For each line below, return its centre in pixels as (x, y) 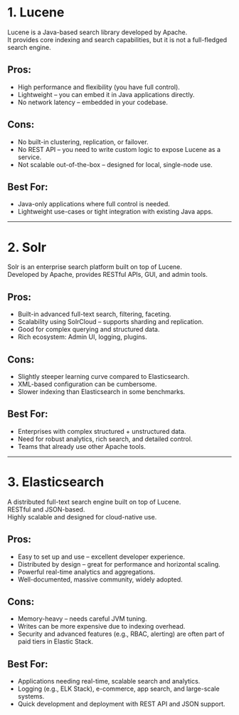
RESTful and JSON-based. (46, 509)
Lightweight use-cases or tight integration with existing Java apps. (115, 212)
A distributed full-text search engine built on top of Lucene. (94, 502)
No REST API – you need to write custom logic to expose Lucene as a (119, 149)
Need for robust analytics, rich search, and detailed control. (105, 439)
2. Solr (27, 247)
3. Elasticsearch (56, 482)
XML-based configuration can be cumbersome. (87, 384)
